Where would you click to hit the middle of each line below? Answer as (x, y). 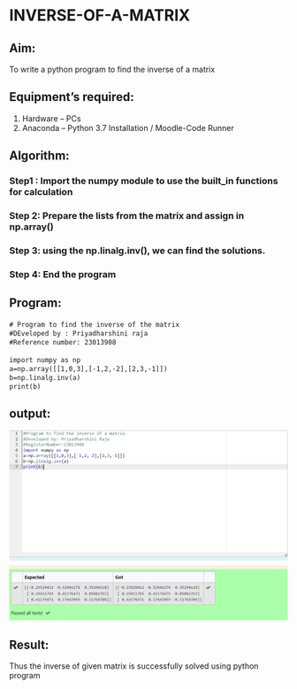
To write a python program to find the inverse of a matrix (112, 69)
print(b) (25, 386)
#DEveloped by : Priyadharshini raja (79, 333)
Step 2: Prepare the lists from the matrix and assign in (127, 216)
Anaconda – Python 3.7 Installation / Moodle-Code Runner (128, 128)
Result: (29, 644)
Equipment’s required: (72, 97)
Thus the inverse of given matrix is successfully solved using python (134, 666)
